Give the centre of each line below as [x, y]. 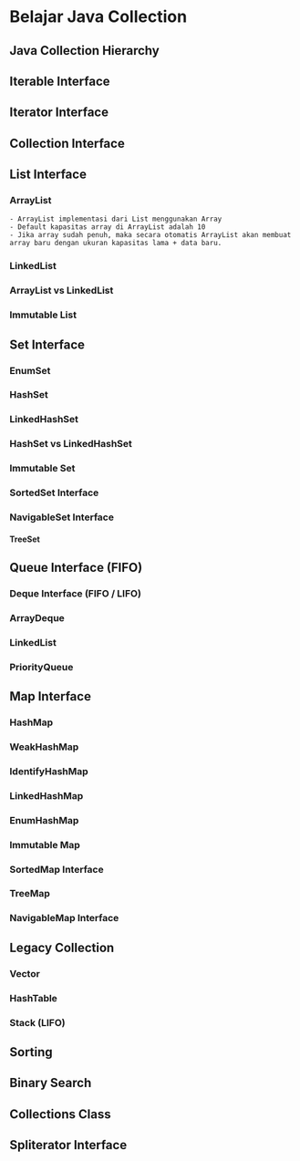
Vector [25, 973]
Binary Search [51, 1083]
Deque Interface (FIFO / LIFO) [75, 593]
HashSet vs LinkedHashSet [71, 444]
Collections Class [60, 1114]
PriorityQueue [41, 667]
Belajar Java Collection [98, 17]
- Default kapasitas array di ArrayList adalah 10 [108, 227]
